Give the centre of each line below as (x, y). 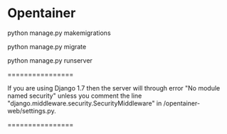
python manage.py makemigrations (59, 33)
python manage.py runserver (50, 60)
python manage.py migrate (47, 46)
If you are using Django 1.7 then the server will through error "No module (114, 88)
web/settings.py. (32, 110)
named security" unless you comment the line (75, 96)
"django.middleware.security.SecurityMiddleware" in (85, 103)
